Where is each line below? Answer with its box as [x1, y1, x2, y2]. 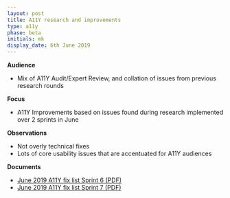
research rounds [16, 82, 64, 89]
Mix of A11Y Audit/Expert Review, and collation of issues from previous [16, 74, 216, 82]
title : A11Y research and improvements [7, 16, 122, 23]
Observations [7, 129, 47, 137]
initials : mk [7, 36, 45, 43]
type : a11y [7, 23, 38, 30]
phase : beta [7, 29, 41, 36]
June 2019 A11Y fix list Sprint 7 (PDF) [16, 184, 122, 191]
